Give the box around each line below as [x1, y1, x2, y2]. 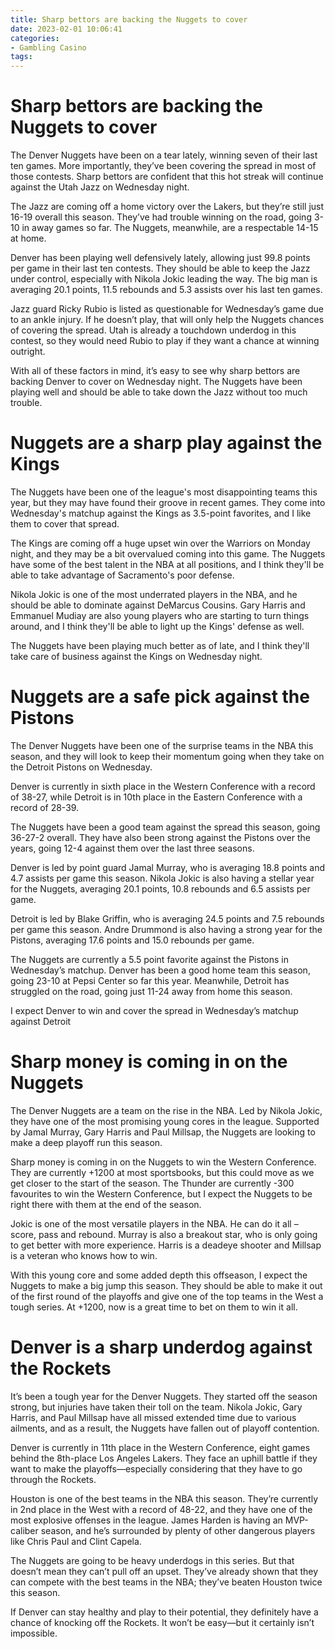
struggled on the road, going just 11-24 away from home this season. [10, 985, 293, 997]
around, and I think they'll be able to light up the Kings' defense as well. [10, 621, 305, 632]
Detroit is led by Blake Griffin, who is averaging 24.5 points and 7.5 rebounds [10, 912, 325, 925]
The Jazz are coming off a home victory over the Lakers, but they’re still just [10, 201, 325, 213]
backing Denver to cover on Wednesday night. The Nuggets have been [10, 376, 303, 388]
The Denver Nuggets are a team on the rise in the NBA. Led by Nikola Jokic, [10, 1104, 323, 1116]
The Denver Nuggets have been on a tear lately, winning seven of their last [10, 149, 318, 161]
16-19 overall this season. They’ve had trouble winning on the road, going [10, 211, 312, 223]
